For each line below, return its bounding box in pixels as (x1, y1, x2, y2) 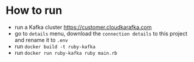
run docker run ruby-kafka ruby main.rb (14, 49, 117, 56)
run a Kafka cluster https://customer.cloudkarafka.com (14, 23, 152, 31)
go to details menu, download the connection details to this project (14, 29, 188, 37)
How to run (5, 4, 63, 17)
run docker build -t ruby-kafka (14, 43, 95, 50)
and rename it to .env (14, 36, 68, 43)
